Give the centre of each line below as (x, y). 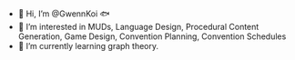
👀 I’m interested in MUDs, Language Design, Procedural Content (138, 27)
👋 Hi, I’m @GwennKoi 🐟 (64, 14)
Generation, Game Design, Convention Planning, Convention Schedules (152, 36)
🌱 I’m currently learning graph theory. (88, 46)
